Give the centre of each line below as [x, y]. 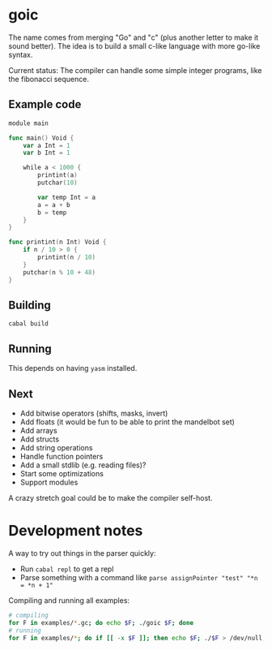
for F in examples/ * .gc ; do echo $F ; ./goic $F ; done [101, 622]
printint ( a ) [58, 175]
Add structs [39, 439]
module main [28, 123]
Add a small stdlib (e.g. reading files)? [83, 465]
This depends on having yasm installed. [73, 368]
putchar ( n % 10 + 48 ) [59, 272]
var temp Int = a [66, 197]
